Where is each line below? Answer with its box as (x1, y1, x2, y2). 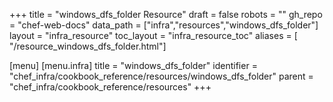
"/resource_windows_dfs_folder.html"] (9, 40, 167, 52)
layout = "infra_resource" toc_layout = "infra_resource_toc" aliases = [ (9, 30, 298, 41)
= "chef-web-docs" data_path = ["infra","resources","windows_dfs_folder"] (9, 19, 319, 31)
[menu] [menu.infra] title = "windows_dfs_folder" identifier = (9, 60, 258, 71)
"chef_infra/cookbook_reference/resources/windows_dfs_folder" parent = (9, 70, 314, 82)
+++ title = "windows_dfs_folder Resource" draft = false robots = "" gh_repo (9, 9, 323, 20)
